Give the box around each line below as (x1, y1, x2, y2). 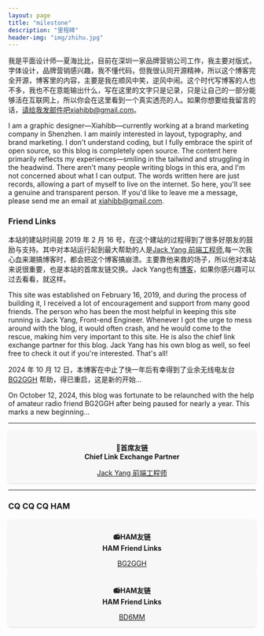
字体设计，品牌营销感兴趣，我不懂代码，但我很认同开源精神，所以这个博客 (8, 66, 249, 76)
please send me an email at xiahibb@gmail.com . (8, 196, 165, 205)
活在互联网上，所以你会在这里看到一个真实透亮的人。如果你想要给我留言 (14, 95, 249, 105)
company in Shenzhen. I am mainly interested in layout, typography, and (8, 129, 242, 139)
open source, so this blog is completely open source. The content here (8, 146, 237, 156)
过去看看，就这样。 (8, 274, 71, 283)
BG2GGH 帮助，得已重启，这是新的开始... (8, 375, 142, 384)
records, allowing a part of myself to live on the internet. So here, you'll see (8, 179, 251, 189)
